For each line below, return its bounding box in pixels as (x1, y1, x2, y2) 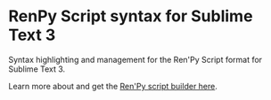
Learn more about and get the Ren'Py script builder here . (8, 81, 218, 91)
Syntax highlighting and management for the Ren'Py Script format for (8, 54, 263, 65)
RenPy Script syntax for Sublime (8, 6, 253, 27)
